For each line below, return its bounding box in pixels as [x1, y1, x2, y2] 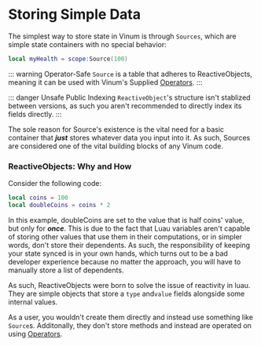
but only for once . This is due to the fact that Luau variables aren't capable [8, 224, 251, 233]
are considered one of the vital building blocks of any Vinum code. [8, 141, 224, 151]
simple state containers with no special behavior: [8, 39, 167, 49]
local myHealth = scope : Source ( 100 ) [8, 55, 128, 63]
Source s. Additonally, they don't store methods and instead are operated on [8, 320, 252, 330]
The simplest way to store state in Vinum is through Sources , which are [8, 31, 237, 41]
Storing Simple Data [8, 5, 142, 24]
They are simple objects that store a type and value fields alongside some [8, 289, 245, 298]
